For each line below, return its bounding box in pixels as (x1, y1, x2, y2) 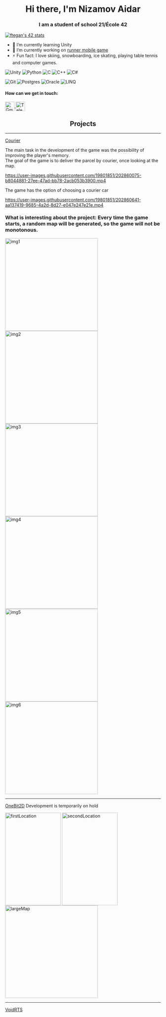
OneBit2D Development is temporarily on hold (5, 803, 99, 808)
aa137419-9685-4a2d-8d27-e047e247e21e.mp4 (5, 202, 104, 208)
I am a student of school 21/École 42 (39, 21, 127, 28)
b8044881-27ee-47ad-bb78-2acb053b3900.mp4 (5, 177, 106, 183)
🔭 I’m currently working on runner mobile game (12, 47, 109, 53)
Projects (70, 120, 96, 128)
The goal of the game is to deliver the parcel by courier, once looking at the (5, 157, 159, 164)
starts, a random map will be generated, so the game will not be (5, 220, 161, 227)
